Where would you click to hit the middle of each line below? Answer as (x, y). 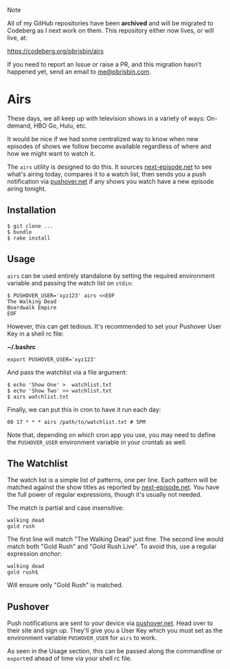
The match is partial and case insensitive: (66, 508)
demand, (20, 126)
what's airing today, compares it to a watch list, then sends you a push (107, 174)
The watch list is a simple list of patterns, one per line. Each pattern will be (112, 480)
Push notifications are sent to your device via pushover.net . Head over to (110, 623)
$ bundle (20, 232)
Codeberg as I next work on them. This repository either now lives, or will (111, 31)
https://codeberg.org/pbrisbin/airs (56, 51)
